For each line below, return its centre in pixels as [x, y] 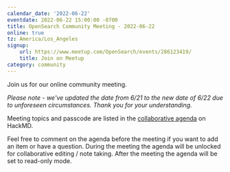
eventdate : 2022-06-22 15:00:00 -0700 [62, 20]
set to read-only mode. [39, 161]
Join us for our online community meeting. [67, 84]
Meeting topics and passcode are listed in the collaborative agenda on [106, 118]
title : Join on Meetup [52, 58]
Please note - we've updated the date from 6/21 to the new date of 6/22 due [115, 98]
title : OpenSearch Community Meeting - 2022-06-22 [81, 26]
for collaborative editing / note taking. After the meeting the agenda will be [112, 153]
